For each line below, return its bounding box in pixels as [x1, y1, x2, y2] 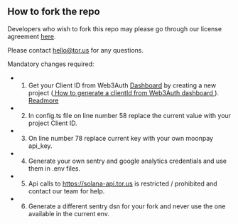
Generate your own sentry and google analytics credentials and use [28, 156, 227, 165]
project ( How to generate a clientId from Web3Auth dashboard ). [28, 88, 219, 97]
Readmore [28, 96, 59, 105]
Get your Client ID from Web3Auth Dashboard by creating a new [28, 81, 217, 90]
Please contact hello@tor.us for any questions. [7, 46, 144, 54]
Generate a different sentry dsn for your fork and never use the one [28, 202, 226, 210]
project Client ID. [28, 119, 77, 127]
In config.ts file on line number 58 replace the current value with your [28, 111, 232, 119]
